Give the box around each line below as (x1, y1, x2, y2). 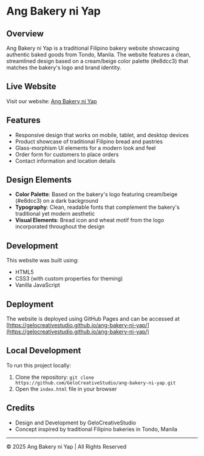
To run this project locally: (6, 361, 72, 369)
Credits (6, 403, 35, 413)
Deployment (6, 299, 54, 309)
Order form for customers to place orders (15, 151, 119, 158)
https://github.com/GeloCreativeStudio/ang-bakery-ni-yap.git (15, 379, 176, 386)
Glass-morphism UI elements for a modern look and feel (15, 144, 156, 151)
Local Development (6, 345, 81, 356)
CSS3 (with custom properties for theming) (15, 275, 123, 282)
